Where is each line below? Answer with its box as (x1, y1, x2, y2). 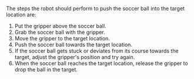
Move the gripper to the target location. (14, 35, 111, 42)
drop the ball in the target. (14, 66, 78, 73)
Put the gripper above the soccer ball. (14, 23, 107, 29)
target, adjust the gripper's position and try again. (14, 54, 135, 60)
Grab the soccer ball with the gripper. (14, 29, 106, 36)
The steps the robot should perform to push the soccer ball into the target (6, 5, 185, 12)
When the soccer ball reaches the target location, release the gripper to (14, 60, 188, 67)
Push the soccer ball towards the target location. (14, 41, 133, 48)
